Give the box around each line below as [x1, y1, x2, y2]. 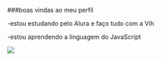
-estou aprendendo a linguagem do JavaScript [7, 33, 141, 41]
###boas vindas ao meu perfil [7, 6, 94, 14]
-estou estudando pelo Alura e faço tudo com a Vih [7, 19, 155, 27]
